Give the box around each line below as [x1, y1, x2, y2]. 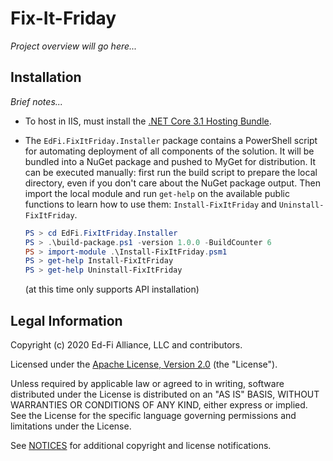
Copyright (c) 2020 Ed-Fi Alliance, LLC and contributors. [10, 338, 243, 351]
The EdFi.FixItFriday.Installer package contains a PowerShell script [24, 134, 318, 146]
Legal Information [10, 312, 123, 329]
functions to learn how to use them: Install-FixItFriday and [24, 198, 277, 210]
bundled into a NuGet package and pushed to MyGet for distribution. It [24, 155, 316, 167]
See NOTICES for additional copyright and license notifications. [10, 439, 272, 451]
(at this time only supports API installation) [24, 283, 200, 296]
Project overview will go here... [10, 40, 138, 52]
